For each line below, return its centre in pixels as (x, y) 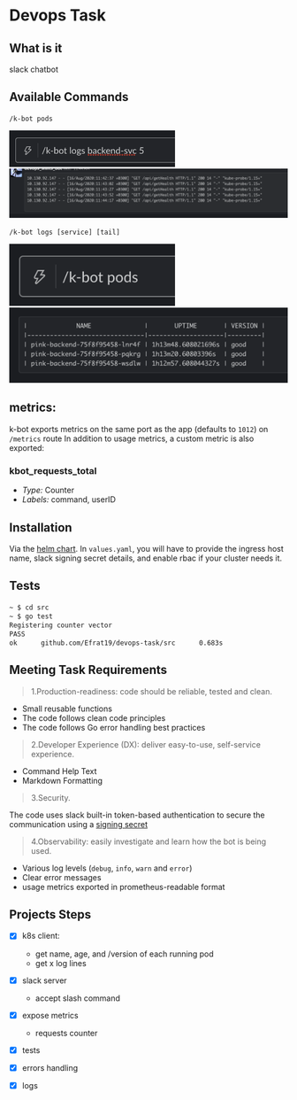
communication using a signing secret (79, 824)
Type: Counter (48, 490)
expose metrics (50, 1015)
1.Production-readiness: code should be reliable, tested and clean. (151, 691)
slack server (45, 980)
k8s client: (41, 936)
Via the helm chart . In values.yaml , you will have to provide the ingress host (147, 549)
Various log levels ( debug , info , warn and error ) (107, 868)
